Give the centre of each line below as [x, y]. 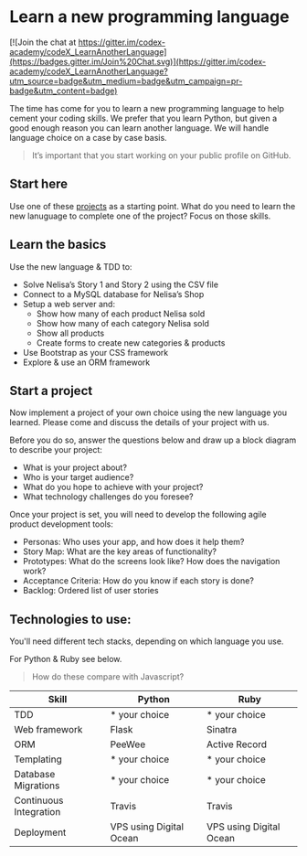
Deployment [40, 832]
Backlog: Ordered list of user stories [90, 591]
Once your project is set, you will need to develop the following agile [138, 515]
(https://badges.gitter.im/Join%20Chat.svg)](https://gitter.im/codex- [138, 61]
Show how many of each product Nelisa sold [121, 314]
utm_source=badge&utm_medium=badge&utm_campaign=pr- [126, 80]
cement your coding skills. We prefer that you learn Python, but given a [143, 118]
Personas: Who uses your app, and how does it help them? [133, 542]
